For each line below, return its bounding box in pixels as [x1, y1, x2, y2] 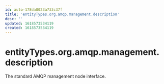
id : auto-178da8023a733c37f [5, 7, 63, 12]
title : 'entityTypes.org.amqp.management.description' [5, 12, 120, 17]
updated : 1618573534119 [5, 21, 54, 26]
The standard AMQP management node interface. [5, 73, 106, 79]
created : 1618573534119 [5, 26, 54, 30]
